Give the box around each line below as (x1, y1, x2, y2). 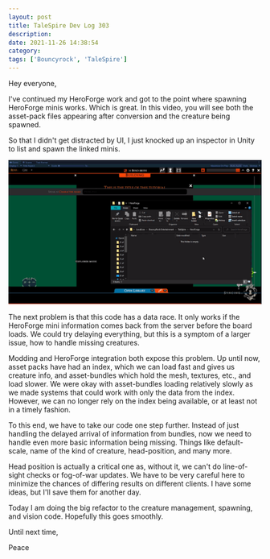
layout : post (8, 13, 52, 21)
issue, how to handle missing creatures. (8, 338, 140, 348)
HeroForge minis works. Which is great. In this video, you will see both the (8, 103, 254, 112)
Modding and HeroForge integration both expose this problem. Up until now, (8, 354, 260, 363)
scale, (8, 446, 28, 456)
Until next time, (8, 528, 59, 537)
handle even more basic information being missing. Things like (8, 437, 215, 447)
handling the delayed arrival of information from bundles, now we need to (8, 429, 252, 439)
